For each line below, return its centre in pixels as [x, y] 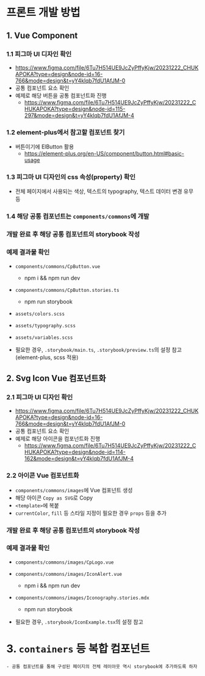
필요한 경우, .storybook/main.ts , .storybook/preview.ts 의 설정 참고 [98, 349]
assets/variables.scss [44, 337]
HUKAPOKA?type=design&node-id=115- [75, 109]
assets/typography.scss [45, 325]
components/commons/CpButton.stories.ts [67, 290]
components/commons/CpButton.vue [58, 266]
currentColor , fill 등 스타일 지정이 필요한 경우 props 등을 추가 [91, 513]
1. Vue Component [42, 35]
